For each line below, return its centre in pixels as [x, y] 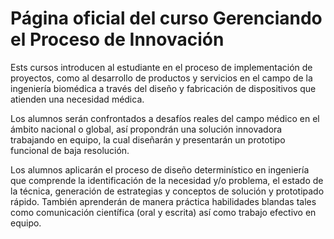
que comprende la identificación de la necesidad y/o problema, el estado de [167, 180]
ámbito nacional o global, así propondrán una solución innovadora [146, 129]
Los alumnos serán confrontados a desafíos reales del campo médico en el [165, 118]
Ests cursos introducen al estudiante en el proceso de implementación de [161, 67]
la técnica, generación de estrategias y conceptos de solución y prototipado [167, 191]
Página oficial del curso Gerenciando [166, 18]
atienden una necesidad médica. [77, 99]
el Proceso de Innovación [117, 39]
